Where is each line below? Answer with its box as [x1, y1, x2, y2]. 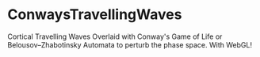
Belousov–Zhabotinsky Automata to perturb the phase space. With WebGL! [7, 40, 253, 49]
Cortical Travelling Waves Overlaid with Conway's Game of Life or [7, 32, 223, 41]
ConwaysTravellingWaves [7, 6, 182, 24]
